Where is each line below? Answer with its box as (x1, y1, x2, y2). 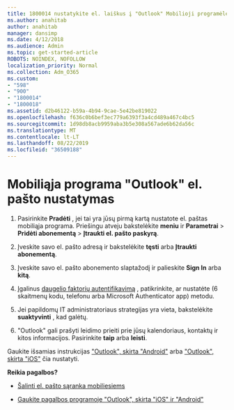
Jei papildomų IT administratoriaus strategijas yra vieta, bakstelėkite (17, 305, 213, 314)
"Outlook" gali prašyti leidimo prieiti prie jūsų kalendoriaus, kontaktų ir (17, 326, 218, 335)
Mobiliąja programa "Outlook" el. (7, 176, 203, 192)
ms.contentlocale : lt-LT (7, 133, 79, 140)
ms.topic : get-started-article (7, 50, 98, 56)
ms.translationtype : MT (7, 127, 77, 134)
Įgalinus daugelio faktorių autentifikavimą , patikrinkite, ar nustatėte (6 (17, 284, 218, 293)
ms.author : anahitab (7, 17, 68, 24)
